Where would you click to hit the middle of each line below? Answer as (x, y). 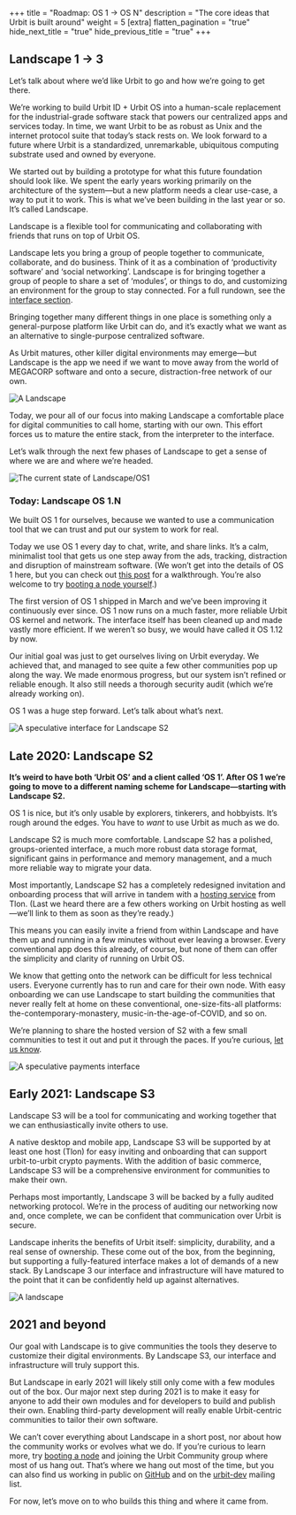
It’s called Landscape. (49, 209)
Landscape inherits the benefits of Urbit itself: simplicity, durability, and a (142, 1242)
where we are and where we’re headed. (81, 460)
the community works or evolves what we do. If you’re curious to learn (137, 1446)
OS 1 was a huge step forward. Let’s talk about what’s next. (116, 711)
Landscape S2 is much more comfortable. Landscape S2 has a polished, (141, 839)
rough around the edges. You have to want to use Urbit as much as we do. (144, 822)
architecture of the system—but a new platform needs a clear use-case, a (144, 190)
